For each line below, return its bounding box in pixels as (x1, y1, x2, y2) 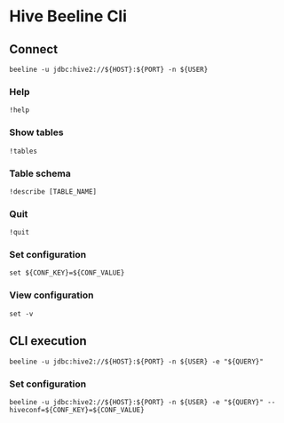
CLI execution (9, 333, 87, 348)
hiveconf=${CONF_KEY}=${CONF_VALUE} (9, 405, 145, 414)
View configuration (9, 289, 94, 301)
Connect (9, 42, 59, 57)
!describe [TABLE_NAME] (9, 187, 98, 196)
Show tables (9, 126, 64, 139)
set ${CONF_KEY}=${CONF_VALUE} (9, 268, 125, 277)
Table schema (9, 167, 71, 180)
